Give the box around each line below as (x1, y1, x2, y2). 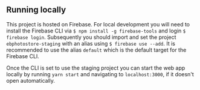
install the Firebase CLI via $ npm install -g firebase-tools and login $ (6, 27, 186, 34)
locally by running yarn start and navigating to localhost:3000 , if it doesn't (6, 70, 195, 77)
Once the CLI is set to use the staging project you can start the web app (6, 64, 185, 71)
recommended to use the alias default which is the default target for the (6, 46, 187, 53)
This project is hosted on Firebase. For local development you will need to (6, 20, 190, 28)
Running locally (6, 5, 66, 15)
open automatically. (6, 77, 56, 84)
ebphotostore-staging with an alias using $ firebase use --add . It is (6, 40, 175, 47)
